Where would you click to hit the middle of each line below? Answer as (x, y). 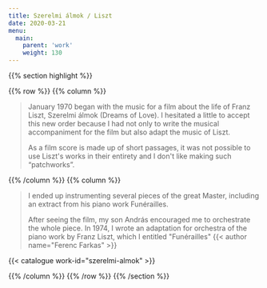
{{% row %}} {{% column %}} (57, 91)
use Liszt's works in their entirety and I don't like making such (130, 156)
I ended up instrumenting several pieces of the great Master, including (143, 196)
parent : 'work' (48, 46)
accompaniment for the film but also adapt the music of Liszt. (129, 132)
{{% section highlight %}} (51, 76)
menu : (17, 30)
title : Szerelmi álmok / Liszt (60, 16)
